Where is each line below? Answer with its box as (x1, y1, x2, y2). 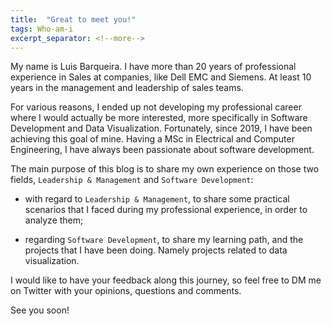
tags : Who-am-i (10, 24, 74, 34)
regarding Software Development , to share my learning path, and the (24, 234, 304, 246)
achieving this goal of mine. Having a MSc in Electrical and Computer (10, 133, 295, 145)
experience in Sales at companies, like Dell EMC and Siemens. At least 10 (10, 71, 312, 83)
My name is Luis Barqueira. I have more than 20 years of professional (10, 61, 297, 73)
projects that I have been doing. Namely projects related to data (24, 244, 288, 256)
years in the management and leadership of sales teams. (10, 82, 244, 94)
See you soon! (10, 304, 70, 316)
